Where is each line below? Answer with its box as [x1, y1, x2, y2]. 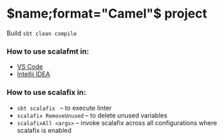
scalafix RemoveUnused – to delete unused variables [16, 111, 167, 120]
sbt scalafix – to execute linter [16, 103, 112, 112]
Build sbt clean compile [6, 29, 77, 37]
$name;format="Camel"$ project [6, 6, 208, 22]
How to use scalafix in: [6, 87, 86, 97]
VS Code [16, 63, 43, 71]
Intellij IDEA [16, 70, 50, 79]
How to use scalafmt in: [6, 46, 90, 56]
